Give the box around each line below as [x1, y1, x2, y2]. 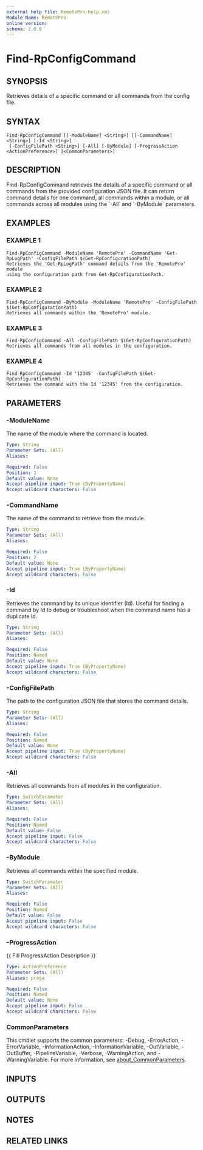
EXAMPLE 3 [6, 323, 43, 332]
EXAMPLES [6, 218, 50, 229]
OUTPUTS [6, 1095, 46, 1104]
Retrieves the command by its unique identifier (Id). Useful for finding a [6, 599, 184, 607]
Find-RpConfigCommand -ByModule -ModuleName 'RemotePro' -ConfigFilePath [6, 299, 198, 305]
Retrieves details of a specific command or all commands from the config [6, 92, 190, 100]
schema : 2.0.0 [6, 26, 43, 32]
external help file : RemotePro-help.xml [6, 9, 111, 15]
